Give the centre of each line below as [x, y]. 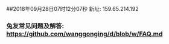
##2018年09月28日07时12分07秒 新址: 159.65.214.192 [72, 9]
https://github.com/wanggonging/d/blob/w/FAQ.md [84, 34]
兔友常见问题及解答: [35, 26]
